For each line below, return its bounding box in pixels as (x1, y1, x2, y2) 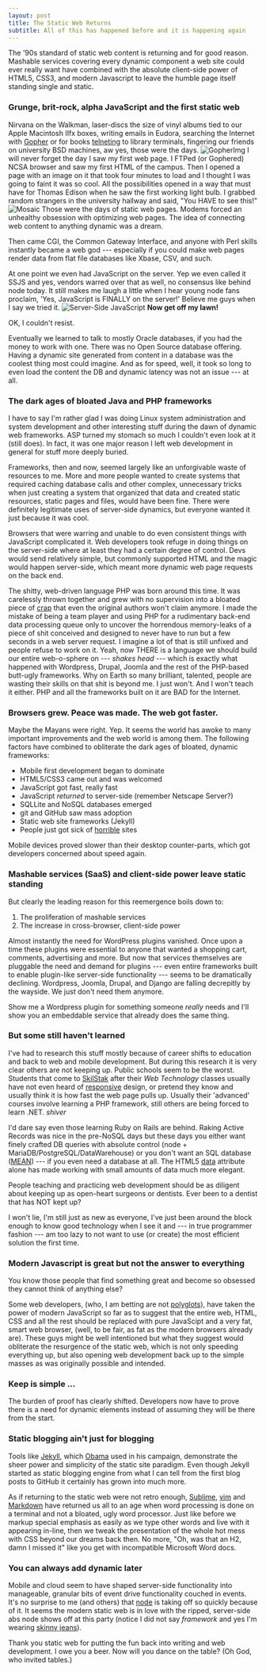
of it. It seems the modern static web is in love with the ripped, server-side (8, 1606, 251, 1616)
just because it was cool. (8, 513, 89, 523)
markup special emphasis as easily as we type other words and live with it (8, 1517, 250, 1527)
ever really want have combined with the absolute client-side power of (8, 65, 238, 75)
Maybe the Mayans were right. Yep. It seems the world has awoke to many (8, 725, 252, 735)
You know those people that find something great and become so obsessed (8, 1276, 256, 1285)
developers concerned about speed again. (8, 849, 147, 859)
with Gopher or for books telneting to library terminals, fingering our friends (8, 137, 255, 146)
